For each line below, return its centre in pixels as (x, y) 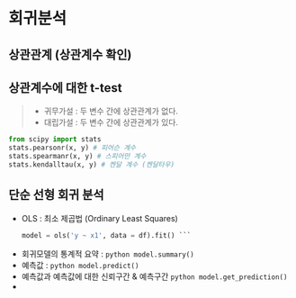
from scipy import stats (55, 140)
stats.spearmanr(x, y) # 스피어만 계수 (77, 157)
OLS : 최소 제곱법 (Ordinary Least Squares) (100, 218)
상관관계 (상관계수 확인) (70, 54)
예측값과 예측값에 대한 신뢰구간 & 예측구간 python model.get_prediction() (154, 276)
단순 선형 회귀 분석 (56, 195)
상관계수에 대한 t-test (65, 88)
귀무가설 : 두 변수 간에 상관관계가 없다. (111, 111)
